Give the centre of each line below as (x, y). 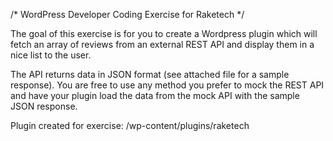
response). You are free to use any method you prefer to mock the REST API (167, 85)
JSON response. (44, 106)
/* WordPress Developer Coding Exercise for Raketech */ (127, 14)
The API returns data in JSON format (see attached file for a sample (150, 74)
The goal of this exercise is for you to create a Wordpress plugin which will (164, 33)
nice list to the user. (51, 55)
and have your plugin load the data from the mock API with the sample (155, 95)
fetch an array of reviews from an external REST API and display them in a (162, 44)
